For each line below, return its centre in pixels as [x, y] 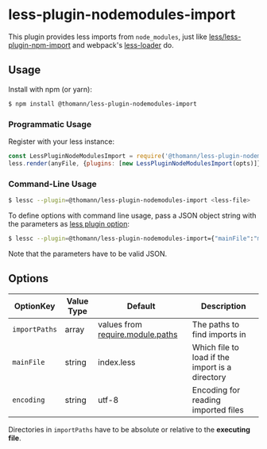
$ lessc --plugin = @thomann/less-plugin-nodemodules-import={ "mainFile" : [131, 238]
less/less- [225, 37]
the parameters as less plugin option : [69, 223]
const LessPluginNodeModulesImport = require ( [87, 156]
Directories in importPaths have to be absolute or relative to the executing [129, 429]
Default [141, 306]
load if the [211, 357]
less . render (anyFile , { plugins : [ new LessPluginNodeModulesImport [120, 163]
